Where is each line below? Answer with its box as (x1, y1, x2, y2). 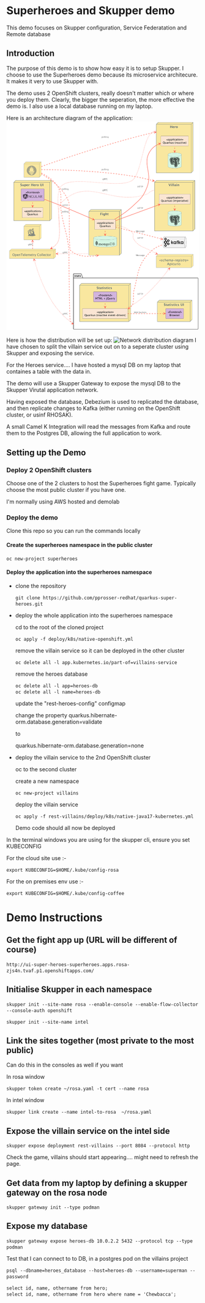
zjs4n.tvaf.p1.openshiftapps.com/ (6, 967, 95, 974)
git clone (15, 595, 41, 601)
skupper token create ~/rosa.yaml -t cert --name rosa (6, 1086, 149, 1092)
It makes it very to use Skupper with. (6, 77, 99, 85)
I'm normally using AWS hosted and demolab (6, 498, 120, 505)
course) (6, 945, 37, 955)
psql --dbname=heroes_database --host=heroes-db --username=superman (6, 1267, 188, 1274)
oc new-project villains (15, 790, 79, 796)
